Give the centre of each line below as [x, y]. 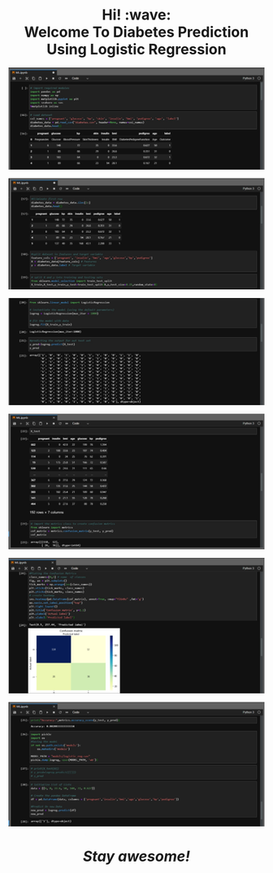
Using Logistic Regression [136, 50]
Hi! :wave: [136, 15]
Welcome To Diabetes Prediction [136, 32]
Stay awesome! [136, 856]
